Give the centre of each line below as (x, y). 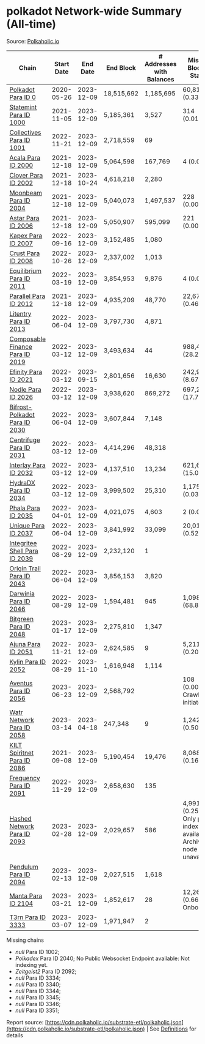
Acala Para (25, 157)
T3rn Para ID (28, 917)
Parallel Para (27, 296)
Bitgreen (22, 619)
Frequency (25, 778)
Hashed (20, 818)
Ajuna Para (25, 644)
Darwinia (22, 594)
